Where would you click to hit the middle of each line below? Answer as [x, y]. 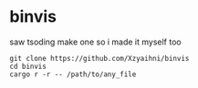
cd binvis [28, 66]
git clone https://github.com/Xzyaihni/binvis [99, 58]
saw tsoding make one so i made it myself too [95, 42]
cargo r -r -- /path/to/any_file [73, 74]
